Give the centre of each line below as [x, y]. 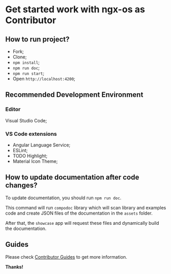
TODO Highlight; [30, 156]
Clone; [20, 57]
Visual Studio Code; [26, 120]
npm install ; [26, 62]
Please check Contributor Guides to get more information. [66, 257]
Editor [13, 110]
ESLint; [20, 150]
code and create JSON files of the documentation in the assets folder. [79, 213]
